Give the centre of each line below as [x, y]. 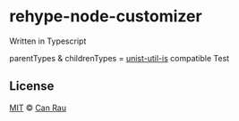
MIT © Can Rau [38, 108]
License [32, 86]
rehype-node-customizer [106, 16]
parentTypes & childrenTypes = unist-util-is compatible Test [119, 58]
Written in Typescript [48, 41]
